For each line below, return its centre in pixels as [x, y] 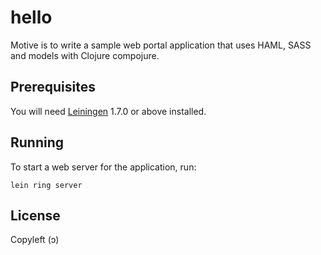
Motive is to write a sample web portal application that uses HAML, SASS [161, 45]
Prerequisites [53, 87]
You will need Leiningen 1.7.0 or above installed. [108, 111]
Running [37, 142]
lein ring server [46, 185]
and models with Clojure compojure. [85, 55]
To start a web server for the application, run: [103, 167]
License [35, 215]
